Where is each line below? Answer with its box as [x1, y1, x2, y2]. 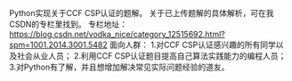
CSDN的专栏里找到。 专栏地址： [9, 19, 127, 29]
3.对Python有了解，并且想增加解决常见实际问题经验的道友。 [9, 61, 230, 72]
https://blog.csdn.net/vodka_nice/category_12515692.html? [9, 29, 225, 39]
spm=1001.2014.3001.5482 [9, 39, 109, 50]
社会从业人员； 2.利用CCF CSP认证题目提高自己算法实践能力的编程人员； [16, 51, 287, 61]
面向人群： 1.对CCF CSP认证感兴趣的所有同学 [109, 39, 276, 50]
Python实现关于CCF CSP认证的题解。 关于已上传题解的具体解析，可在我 [9, 8, 274, 18]
